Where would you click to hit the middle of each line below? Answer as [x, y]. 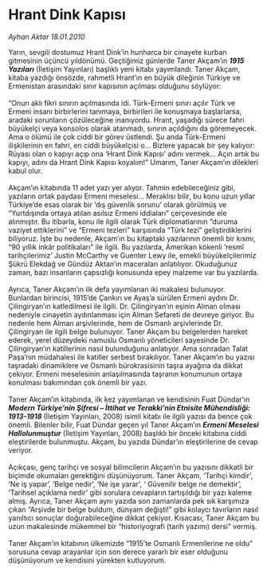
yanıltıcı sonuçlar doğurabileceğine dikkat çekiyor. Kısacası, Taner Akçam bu [134, 518]
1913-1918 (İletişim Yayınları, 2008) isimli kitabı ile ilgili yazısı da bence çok [130, 416]
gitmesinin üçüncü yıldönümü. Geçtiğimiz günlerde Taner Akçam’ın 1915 [126, 61]
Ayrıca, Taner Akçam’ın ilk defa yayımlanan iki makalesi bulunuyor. [117, 289]
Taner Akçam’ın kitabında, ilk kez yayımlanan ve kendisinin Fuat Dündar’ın [129, 399]
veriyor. [21, 450]
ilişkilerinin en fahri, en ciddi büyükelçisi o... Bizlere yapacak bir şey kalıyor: [132, 145]
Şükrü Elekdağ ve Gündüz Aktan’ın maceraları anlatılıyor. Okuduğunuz [123, 264]
